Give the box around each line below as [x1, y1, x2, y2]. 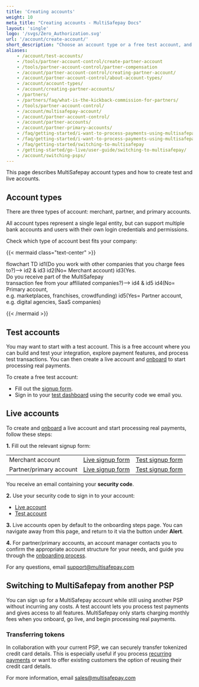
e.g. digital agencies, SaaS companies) [6, 299, 101, 306]
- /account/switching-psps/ [17, 152, 86, 158]
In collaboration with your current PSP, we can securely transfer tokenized [6, 644, 188, 651]
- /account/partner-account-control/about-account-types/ [17, 75, 163, 81]
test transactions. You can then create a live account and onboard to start [6, 356, 186, 363]
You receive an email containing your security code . [6, 480, 134, 488]
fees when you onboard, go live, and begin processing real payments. [6, 615, 176, 622]
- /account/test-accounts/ [17, 53, 84, 59]
